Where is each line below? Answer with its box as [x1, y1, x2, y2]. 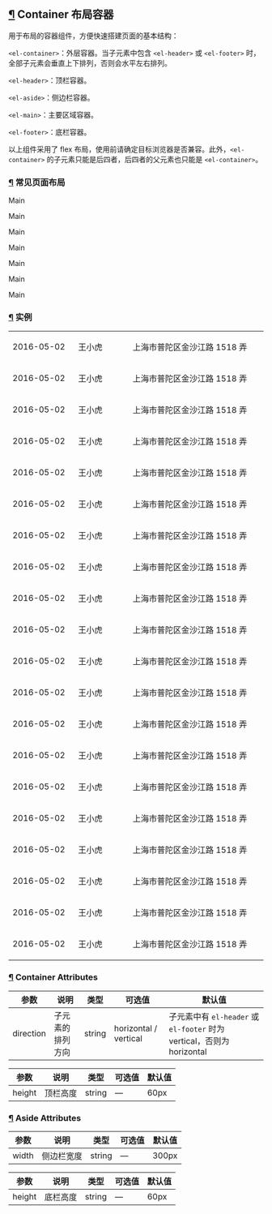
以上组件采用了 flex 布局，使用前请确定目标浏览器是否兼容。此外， [8, 144, 231, 154]
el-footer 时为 [168, 1023, 225, 1034]
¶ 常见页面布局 [8, 177, 66, 188]
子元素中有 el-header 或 [168, 1010, 260, 1022]
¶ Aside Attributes [8, 1112, 82, 1123]
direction [12, 1027, 47, 1039]
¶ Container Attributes [8, 972, 99, 983]
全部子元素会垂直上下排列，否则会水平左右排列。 [8, 58, 172, 67]
